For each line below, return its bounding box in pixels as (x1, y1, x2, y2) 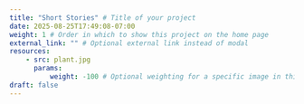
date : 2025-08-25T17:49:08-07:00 (9, 22, 136, 31)
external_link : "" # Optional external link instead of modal (9, 38, 249, 48)
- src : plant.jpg (25, 55, 91, 64)
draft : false (9, 80, 59, 90)
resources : (9, 47, 51, 56)
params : (33, 64, 63, 73)
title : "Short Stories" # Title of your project (9, 13, 196, 23)
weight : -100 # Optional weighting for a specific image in (49, 72, 281, 81)
